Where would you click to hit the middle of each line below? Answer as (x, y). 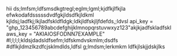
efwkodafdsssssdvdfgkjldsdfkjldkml (50, 15)
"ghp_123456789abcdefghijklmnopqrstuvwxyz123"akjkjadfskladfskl (89, 27)
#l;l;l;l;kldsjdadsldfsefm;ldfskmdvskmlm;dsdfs (62, 40)
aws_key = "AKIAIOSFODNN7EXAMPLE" (56, 34)
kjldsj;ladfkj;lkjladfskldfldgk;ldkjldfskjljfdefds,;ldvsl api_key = (80, 21)
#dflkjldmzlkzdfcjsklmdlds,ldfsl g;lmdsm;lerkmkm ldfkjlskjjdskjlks (86, 46)
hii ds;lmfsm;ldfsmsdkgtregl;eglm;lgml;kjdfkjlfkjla (66, 9)
